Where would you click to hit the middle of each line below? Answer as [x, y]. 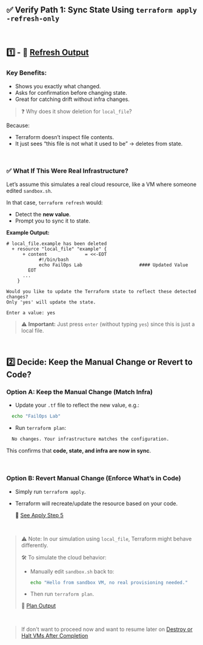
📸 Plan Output [38, 606]
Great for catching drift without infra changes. [72, 99]
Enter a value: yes [31, 312]
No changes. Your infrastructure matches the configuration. [91, 439]
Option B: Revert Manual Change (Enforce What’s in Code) [94, 478]
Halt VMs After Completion [55, 636]
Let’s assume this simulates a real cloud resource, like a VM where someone [101, 184]
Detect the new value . [43, 214]
